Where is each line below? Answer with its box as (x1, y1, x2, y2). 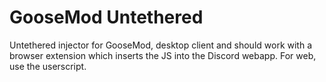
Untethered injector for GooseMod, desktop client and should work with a (9, 39, 313, 51)
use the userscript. (9, 60, 87, 72)
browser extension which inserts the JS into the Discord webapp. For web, (9, 49, 317, 61)
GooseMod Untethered (9, 6, 204, 29)
